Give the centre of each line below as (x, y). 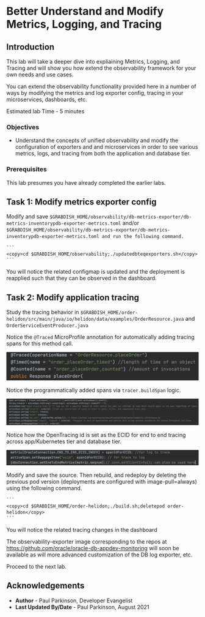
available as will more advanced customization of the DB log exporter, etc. (99, 555)
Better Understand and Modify (85, 11)
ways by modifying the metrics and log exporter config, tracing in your (95, 93)
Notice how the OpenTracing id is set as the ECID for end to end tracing (96, 435)
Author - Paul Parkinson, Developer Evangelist (74, 600)
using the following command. (44, 488)
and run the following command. (143, 237)
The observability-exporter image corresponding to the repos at (87, 541)
